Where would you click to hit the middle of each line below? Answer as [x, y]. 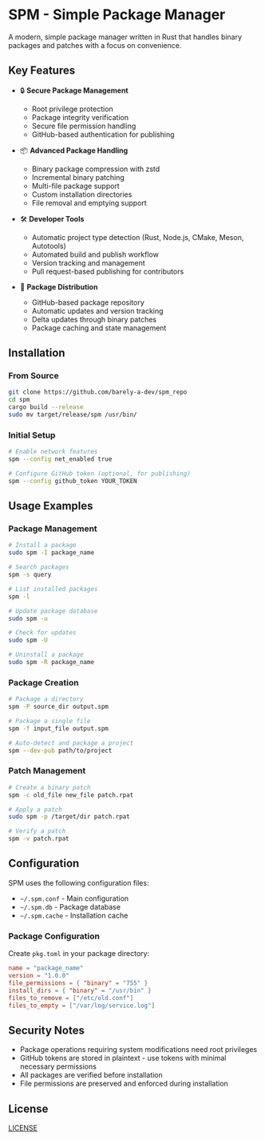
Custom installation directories [82, 194]
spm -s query [30, 575]
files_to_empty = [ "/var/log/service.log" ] [82, 1006]
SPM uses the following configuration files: [79, 882]
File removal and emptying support [89, 202]
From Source [34, 376]
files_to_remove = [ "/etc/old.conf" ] [71, 998]
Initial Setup [32, 435]
